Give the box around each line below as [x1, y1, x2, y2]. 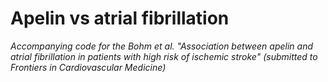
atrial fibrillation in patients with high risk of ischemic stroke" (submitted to [10, 50, 318, 62]
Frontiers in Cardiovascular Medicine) [10, 61, 167, 73]
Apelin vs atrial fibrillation [10, 7, 230, 30]
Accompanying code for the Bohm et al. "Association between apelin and [10, 40, 314, 52]
